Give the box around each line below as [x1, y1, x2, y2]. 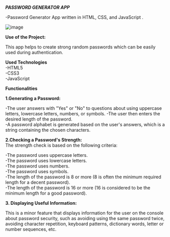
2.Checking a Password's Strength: [5, 137, 82, 143]
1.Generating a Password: [5, 96, 61, 101]
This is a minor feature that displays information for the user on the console [5, 210, 164, 216]
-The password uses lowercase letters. [5, 158, 87, 163]
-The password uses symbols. [5, 169, 69, 174]
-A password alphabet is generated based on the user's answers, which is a [5, 122, 165, 127]
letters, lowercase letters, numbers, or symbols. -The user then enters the [5, 111, 160, 116]
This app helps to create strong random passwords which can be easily [5, 44, 156, 50]
